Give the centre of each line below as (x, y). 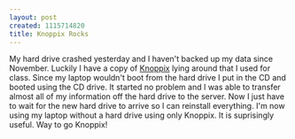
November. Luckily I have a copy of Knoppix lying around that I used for (140, 68)
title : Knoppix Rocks (49, 34)
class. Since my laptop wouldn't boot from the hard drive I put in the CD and (147, 78)
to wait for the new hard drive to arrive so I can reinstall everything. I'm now (147, 106)
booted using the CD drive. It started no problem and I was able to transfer (145, 87)
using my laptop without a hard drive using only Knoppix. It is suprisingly (142, 115)
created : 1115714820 (47, 26)
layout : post (33, 17)
